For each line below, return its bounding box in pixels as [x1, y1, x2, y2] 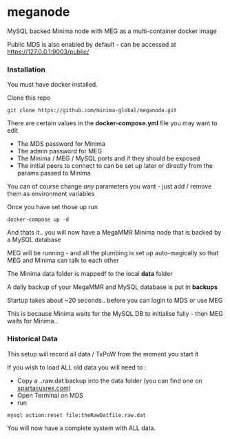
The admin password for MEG [17, 147, 102, 156]
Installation [7, 65, 46, 74]
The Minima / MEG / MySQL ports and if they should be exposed [17, 154, 200, 162]
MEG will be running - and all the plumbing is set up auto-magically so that [7, 249, 219, 257]
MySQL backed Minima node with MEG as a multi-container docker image [7, 27, 217, 35]
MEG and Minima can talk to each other [7, 256, 119, 265]
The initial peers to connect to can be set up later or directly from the [17, 162, 213, 170]
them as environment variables [7, 190, 95, 198]
